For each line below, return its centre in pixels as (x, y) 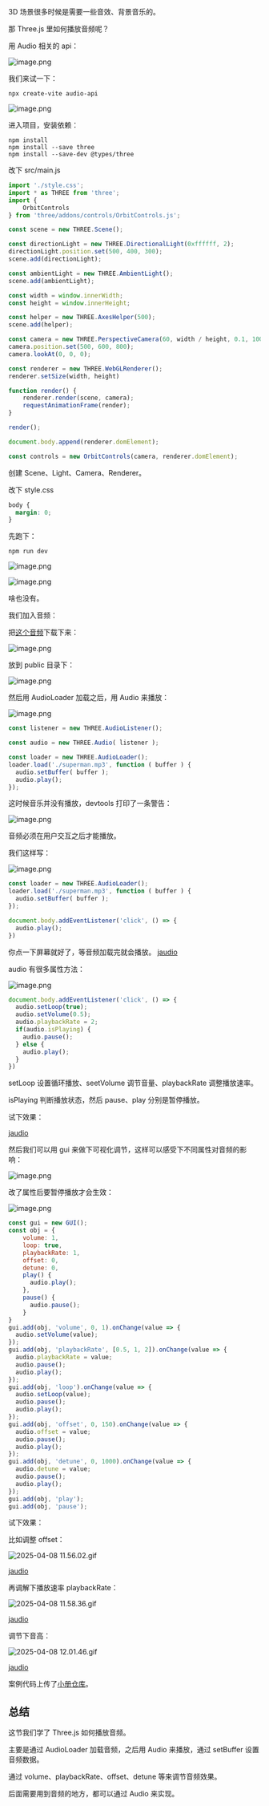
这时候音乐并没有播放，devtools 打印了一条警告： (90, 804)
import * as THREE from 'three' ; (64, 192)
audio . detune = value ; (53, 1469)
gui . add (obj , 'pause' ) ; (48, 1506)
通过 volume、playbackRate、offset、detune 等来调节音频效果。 (115, 1777)
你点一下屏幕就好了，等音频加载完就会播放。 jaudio (93, 952)
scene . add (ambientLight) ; (51, 281)
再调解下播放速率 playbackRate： (63, 1588)
